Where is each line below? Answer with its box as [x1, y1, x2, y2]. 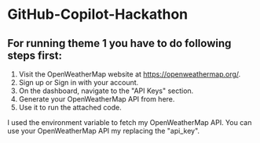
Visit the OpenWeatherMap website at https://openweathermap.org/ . [18, 70, 241, 79]
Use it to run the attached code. [18, 103, 123, 112]
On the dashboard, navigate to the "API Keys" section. [18, 86, 194, 95]
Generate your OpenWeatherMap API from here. [18, 95, 175, 103]
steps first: [7, 48, 62, 62]
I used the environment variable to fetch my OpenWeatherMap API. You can [7, 118, 252, 127]
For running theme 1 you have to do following [7, 37, 232, 50]
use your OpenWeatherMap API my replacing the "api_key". [7, 127, 200, 135]
